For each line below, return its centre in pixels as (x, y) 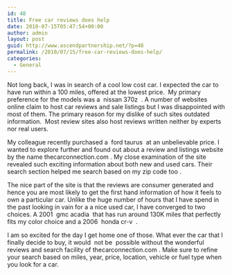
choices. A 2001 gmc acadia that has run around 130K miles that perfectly (114, 214)
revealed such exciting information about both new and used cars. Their (110, 164)
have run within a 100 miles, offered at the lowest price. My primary (104, 92)
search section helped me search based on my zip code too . (95, 171)
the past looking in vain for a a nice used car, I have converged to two (106, 207)
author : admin (28, 33)
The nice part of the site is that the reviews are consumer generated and (110, 184)
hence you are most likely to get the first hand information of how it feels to (114, 192)
